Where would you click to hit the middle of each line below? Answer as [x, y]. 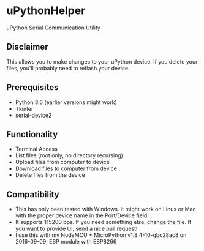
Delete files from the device [50, 175]
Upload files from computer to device [62, 162]
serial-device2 [33, 115]
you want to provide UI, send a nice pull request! [76, 229]
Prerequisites [32, 87]
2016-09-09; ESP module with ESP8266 [66, 242]
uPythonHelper [46, 11]
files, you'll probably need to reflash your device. [68, 68]
